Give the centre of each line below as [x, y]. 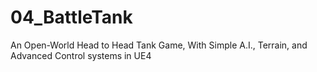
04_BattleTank [71, 17]
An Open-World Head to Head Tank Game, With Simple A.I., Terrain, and [159, 45]
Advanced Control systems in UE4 [81, 55]
